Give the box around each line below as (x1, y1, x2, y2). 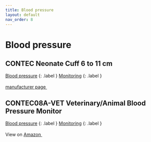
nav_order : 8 (5, 17, 33, 22)
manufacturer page (5, 84, 46, 90)
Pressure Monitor (5, 107, 62, 115)
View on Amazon (5, 131, 41, 138)
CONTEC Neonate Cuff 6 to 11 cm (5, 59, 113, 68)
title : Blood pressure (5, 7, 54, 13)
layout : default (5, 12, 40, 17)
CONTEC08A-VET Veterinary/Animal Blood (5, 99, 146, 107)
